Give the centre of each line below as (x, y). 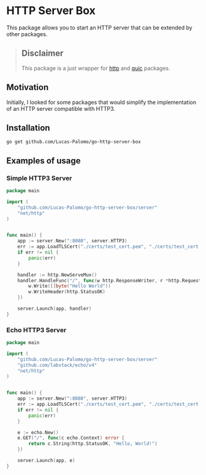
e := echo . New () (38, 432)
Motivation (28, 87)
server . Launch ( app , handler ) (55, 309)
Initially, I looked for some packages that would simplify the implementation (101, 102)
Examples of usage (44, 161)
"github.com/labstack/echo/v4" (57, 365)
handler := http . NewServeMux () (57, 275)
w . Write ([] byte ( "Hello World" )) (70, 286)
